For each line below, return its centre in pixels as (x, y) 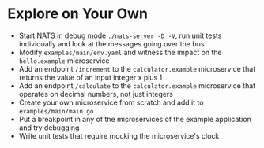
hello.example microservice (64, 61)
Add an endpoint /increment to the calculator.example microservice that (137, 68)
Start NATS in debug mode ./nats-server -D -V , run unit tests (120, 35)
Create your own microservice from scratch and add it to (111, 102)
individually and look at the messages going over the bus (111, 43)
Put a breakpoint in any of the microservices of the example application (135, 119)
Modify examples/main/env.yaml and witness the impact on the (120, 52)
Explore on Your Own (77, 14)
